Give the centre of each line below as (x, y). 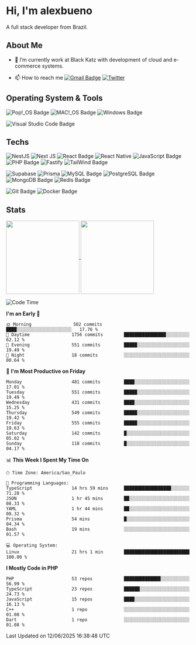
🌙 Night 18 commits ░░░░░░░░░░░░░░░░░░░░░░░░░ (98, 355)
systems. (53, 66)
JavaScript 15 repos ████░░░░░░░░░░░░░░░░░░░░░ (98, 599)
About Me (24, 45)
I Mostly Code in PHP (32, 568)
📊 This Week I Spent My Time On (47, 460)
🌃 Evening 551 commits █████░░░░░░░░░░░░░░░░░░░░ (98, 345)
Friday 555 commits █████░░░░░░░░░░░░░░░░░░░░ (98, 423)
